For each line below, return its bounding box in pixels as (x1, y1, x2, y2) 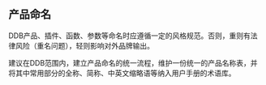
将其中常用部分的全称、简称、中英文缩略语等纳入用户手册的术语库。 (8, 68, 236, 78)
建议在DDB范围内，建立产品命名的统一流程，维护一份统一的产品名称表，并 (8, 57, 258, 67)
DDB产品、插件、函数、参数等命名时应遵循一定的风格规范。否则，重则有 (8, 31, 251, 40)
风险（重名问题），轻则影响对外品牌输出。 (15, 40, 154, 50)
